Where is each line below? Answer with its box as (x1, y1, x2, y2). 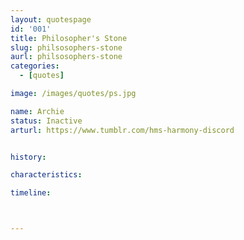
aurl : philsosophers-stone (10, 52, 123, 62)
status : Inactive (10, 116, 83, 126)
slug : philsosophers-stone (10, 42, 123, 53)
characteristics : (10, 170, 83, 180)
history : (10, 152, 47, 162)
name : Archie (10, 106, 65, 116)
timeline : (10, 188, 52, 198)
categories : (10, 61, 60, 71)
